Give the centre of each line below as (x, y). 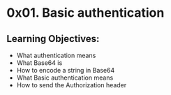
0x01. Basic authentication (85, 13)
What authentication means (56, 55)
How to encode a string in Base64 (66, 70)
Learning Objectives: (53, 39)
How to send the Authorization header (72, 85)
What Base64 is (39, 63)
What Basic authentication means (65, 78)
